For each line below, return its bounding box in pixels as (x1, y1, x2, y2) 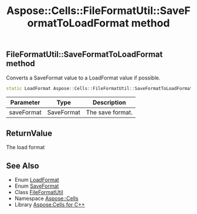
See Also (6, 161, 39, 171)
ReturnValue (6, 128, 53, 138)
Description (93, 98, 126, 106)
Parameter (10, 98, 40, 106)
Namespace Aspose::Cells (14, 195, 79, 202)
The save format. (86, 108, 133, 116)
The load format (6, 144, 45, 151)
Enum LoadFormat (14, 177, 60, 184)
